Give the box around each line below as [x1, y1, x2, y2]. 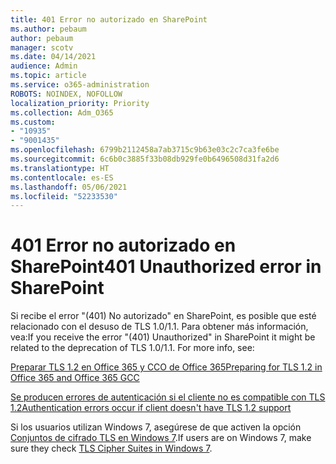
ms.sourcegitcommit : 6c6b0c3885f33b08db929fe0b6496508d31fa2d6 [10, 154, 280, 164]
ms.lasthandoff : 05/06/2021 [10, 182, 128, 192]
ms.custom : [10, 117, 56, 127]
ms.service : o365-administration [10, 80, 150, 90]
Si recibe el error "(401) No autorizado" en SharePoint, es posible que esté [10, 310, 317, 322]
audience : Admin [10, 61, 78, 71]
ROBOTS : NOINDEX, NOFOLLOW [10, 89, 123, 99]
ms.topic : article [10, 71, 87, 81]
